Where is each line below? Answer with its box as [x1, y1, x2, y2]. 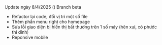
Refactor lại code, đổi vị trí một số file [11, 14, 88, 19]
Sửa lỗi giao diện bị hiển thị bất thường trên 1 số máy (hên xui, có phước [11, 24, 157, 30]
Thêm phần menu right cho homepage [11, 19, 90, 24]
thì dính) [11, 29, 29, 35]
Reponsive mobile [11, 34, 48, 40]
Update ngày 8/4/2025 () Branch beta [4, 4, 82, 10]
